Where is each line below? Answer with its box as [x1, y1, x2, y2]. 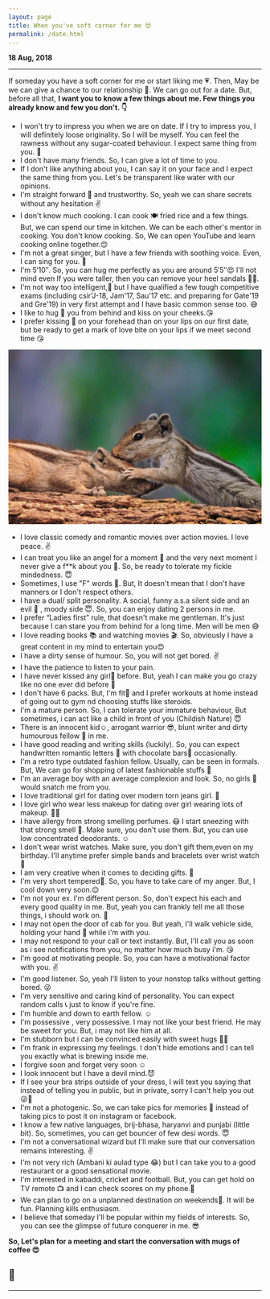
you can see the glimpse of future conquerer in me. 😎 [19, 1220, 200, 1231]
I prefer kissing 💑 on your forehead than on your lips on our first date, [19, 316, 249, 326]
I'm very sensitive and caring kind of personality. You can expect [19, 991, 235, 1000]
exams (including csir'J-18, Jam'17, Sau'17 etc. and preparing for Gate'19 [19, 291, 260, 301]
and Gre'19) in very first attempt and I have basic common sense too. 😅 [19, 299, 259, 309]
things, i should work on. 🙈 [19, 910, 108, 920]
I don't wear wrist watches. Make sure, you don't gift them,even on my [19, 842, 254, 852]
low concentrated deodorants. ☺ [19, 833, 130, 843]
